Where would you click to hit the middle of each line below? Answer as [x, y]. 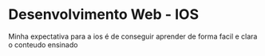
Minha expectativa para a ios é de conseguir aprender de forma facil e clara [133, 36]
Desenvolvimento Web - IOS [104, 15]
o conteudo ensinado [43, 44]
